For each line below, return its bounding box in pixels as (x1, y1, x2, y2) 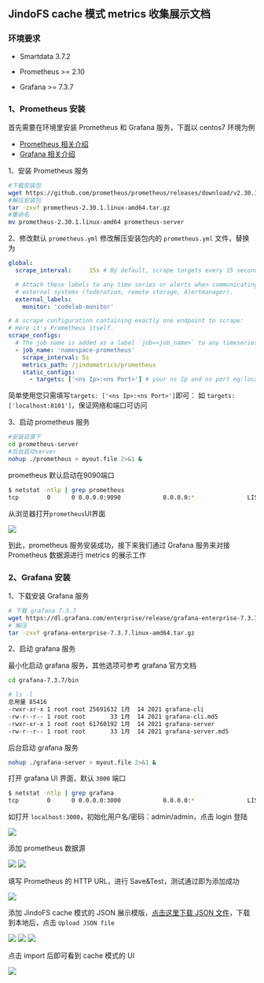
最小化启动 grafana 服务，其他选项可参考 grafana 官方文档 (8, 661, 197, 670)
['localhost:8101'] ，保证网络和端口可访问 (8, 400, 148, 410)
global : (8, 259, 34, 267)
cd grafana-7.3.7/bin (8, 676, 79, 684)
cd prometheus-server (8, 441, 79, 449)
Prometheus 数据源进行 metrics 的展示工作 (8, 550, 147, 560)
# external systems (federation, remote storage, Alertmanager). (15, 288, 234, 296)
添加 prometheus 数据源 (8, 843, 86, 853)
